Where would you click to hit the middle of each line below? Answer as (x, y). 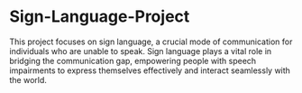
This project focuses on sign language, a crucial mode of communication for (151, 42)
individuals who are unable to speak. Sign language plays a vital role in (141, 51)
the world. (28, 79)
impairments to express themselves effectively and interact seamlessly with (150, 70)
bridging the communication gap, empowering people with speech (133, 60)
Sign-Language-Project (100, 17)
